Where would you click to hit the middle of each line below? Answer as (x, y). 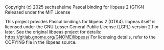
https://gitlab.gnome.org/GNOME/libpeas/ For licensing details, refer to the (80, 37)
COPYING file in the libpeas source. (41, 42)
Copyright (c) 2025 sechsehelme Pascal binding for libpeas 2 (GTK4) (75, 7)
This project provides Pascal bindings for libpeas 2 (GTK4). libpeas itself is (80, 22)
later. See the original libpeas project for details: (53, 32)
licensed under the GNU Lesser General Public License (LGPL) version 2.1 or (82, 27)
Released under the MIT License (38, 12)
